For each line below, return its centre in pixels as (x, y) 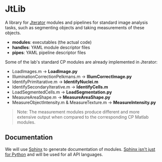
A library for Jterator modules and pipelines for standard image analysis (77, 22)
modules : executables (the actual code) (52, 42)
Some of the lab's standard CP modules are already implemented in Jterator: (81, 62)
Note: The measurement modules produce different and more (78, 112)
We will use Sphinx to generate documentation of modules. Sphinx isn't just (80, 149)
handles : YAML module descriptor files (51, 47)
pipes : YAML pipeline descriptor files (49, 53)
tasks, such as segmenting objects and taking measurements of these (75, 27)
